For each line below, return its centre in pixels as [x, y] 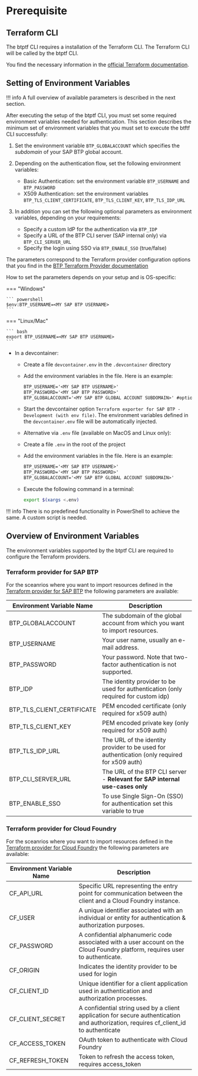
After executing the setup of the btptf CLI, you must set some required [91, 115]
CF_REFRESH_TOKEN [39, 1061]
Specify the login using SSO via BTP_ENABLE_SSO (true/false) [95, 248]
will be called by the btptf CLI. [42, 53]
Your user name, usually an [140, 640]
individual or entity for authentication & [132, 918]
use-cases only [125, 787]
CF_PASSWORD [31, 946]
